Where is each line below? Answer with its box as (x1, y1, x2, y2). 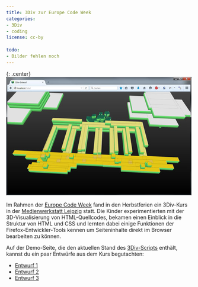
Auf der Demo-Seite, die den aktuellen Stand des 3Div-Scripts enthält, (6, 244, 178, 251)
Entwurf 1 (14, 262, 39, 269)
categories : (6, 15, 36, 22)
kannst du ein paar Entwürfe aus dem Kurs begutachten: (6, 250, 144, 257)
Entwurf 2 (14, 268, 40, 275)
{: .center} (6, 70, 31, 77)
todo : (6, 47, 20, 53)
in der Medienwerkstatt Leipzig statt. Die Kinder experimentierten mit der (6, 207, 184, 214)
